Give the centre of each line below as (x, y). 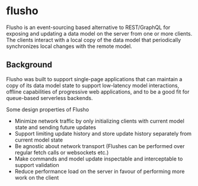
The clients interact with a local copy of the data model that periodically (94, 40)
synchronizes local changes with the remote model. (69, 46)
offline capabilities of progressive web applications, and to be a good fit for (98, 92)
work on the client (37, 177)
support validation (37, 165)
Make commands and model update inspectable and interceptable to (99, 159)
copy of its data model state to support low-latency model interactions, (93, 85)
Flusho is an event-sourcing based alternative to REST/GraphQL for (88, 27)
